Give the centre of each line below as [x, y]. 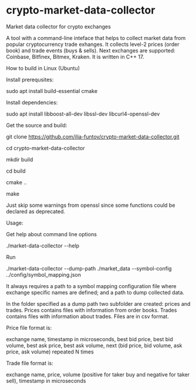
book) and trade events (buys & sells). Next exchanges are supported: [91, 50]
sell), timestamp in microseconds [46, 381]
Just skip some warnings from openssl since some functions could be [91, 205]
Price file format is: [29, 328]
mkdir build [20, 159]
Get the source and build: [37, 125]
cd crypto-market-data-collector [45, 148]
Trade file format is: [30, 363]
